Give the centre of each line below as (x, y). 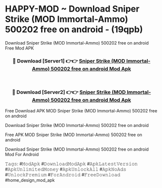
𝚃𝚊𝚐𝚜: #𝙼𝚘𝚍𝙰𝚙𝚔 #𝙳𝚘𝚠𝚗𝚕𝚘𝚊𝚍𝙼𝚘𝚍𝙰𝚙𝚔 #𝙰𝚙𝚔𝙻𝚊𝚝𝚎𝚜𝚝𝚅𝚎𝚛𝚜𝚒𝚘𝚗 (72, 164)
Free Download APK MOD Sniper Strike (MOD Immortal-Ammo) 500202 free (81, 110)
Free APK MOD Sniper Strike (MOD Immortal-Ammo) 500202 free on (73, 135)
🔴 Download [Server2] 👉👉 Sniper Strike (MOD (69, 92)
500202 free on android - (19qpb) (74, 30)
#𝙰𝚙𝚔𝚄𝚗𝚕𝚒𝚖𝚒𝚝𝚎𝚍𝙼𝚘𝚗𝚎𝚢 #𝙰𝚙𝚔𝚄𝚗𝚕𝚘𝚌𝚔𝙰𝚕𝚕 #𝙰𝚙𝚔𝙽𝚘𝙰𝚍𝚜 (66, 169)
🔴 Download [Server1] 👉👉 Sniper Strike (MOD (69, 61)
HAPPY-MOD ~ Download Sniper (72, 9)
